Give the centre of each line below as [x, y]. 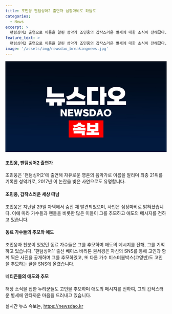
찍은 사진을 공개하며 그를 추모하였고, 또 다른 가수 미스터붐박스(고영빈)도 [82, 257]
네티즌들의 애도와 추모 [27, 277]
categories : [18, 16]
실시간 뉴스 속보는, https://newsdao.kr [44, 306]
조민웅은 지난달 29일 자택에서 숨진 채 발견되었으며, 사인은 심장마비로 [74, 207]
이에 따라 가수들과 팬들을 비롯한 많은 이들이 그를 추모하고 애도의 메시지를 [84, 213]
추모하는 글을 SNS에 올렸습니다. [42, 264]
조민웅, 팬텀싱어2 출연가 [29, 163]
